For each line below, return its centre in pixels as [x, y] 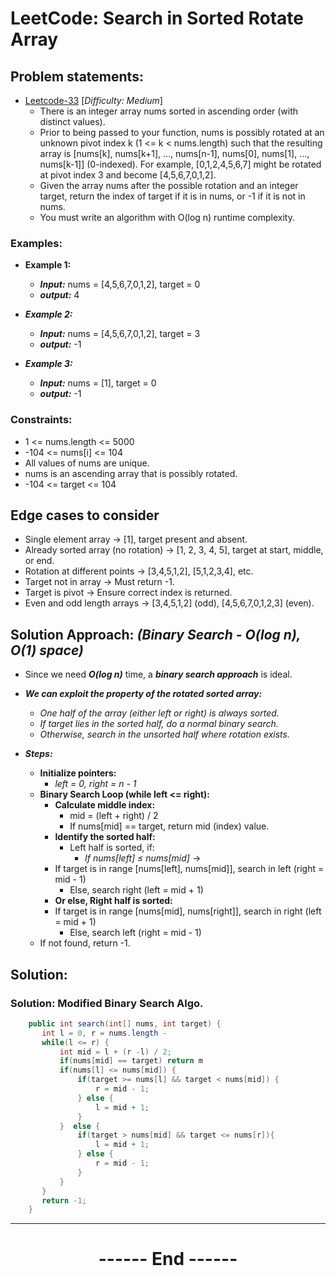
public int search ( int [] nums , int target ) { [125, 1023]
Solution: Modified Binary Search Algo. [107, 1003]
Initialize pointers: [78, 773]
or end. [39, 561]
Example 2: [48, 314]
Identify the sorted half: [105, 837]
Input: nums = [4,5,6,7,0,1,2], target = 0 [120, 284]
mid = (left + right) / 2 [114, 816]
